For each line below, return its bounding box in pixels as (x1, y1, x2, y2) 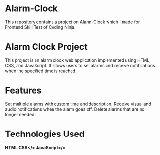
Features (5, 85, 42, 96)
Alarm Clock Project (5, 41, 88, 53)
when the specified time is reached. (5, 68, 77, 74)
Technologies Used (5, 129, 85, 139)
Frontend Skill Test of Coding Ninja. (5, 24, 76, 30)
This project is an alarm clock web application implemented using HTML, (5, 57, 151, 63)
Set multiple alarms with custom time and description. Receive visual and (5, 101, 152, 107)
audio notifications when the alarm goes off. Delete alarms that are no (5, 106, 145, 112)
